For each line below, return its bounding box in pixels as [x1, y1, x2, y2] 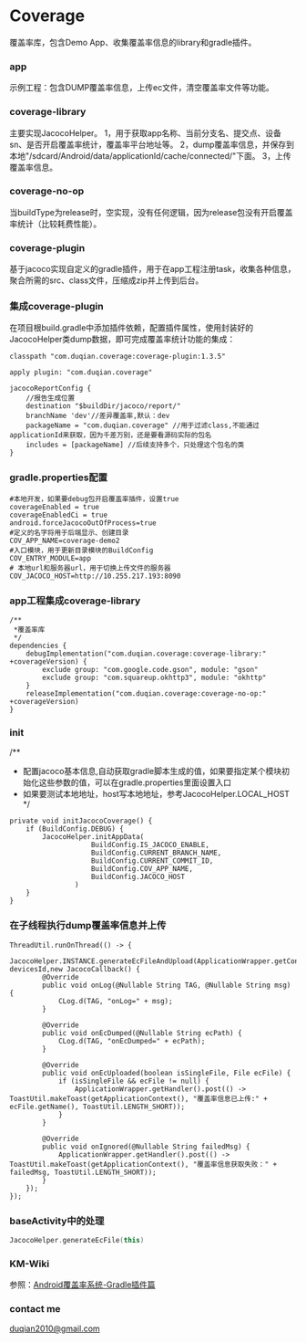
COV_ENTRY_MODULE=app [9, 553, 92, 562]
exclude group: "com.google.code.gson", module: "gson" [42, 666, 259, 675]
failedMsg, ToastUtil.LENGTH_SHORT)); [9, 1168, 157, 1177]
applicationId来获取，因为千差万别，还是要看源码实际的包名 [9, 431, 212, 440]
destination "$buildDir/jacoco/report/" [25, 402, 181, 411]
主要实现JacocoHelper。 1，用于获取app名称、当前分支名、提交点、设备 [9, 127, 282, 138]
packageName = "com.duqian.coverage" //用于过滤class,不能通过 [25, 421, 260, 430]
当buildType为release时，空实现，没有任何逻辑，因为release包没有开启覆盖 [9, 206, 293, 217]
